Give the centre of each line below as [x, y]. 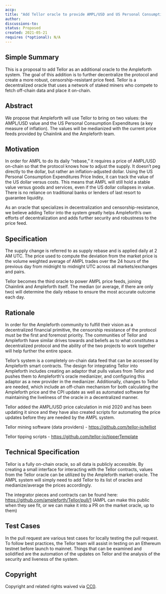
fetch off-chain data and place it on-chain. [48, 90]
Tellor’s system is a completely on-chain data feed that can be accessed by [82, 360]
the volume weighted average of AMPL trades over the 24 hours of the [77, 261]
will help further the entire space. [39, 351]
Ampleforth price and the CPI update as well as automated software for [78, 392]
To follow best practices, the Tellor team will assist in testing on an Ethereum [83, 543]
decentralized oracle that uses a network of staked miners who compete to [82, 85]
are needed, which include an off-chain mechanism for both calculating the [82, 387]
